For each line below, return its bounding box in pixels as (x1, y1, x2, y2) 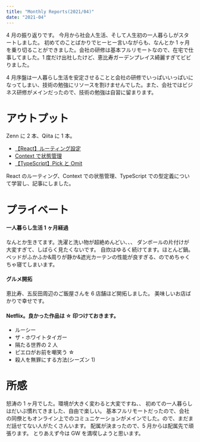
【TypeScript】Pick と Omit (14, 160, 83, 167)
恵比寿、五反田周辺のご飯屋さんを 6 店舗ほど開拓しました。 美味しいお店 (6, 290, 186, 297)
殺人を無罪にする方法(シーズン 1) (14, 356, 96, 363)
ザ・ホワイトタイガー (14, 334, 67, 341)
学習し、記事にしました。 (11, 180, 74, 187)
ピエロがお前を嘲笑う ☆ (14, 349, 74, 356)
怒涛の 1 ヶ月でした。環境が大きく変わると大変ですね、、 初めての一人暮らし (6, 400, 193, 407)
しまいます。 (26, 261, 58, 268)
